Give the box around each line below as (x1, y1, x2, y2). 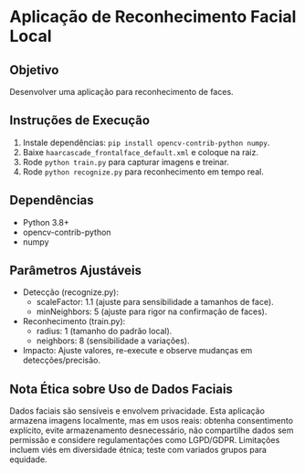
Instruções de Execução (9, 112, 151, 129)
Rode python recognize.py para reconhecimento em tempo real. (22, 166, 265, 177)
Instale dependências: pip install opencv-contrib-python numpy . (22, 137, 270, 148)
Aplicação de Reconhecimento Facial (9, 6, 297, 27)
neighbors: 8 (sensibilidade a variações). (36, 335, 190, 346)
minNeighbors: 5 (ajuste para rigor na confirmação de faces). (36, 306, 268, 317)
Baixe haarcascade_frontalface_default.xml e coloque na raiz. (22, 146, 258, 157)
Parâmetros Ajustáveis (9, 263, 142, 279)
